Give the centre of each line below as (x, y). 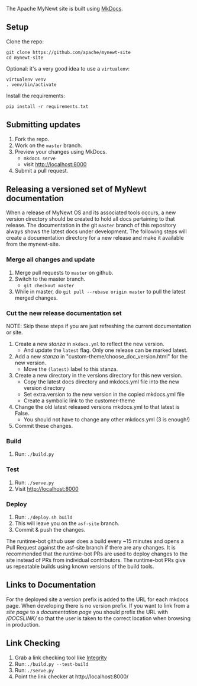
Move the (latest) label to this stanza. (71, 369)
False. (22, 413)
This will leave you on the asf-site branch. (67, 523)
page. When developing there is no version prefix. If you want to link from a (98, 605)
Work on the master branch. (49, 145)
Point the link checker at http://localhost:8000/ (72, 677)
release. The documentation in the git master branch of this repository (91, 226)
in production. (23, 624)
